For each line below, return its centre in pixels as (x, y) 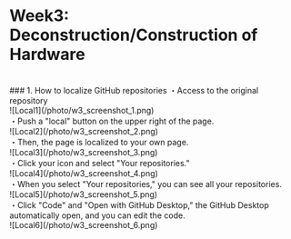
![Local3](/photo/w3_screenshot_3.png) (84, 152)
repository (29, 100)
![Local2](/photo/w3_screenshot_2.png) (84, 131)
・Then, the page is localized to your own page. (99, 142)
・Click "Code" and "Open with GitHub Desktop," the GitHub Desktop (140, 204)
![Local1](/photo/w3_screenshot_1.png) (82, 110)
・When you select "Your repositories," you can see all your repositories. (145, 184)
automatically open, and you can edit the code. (97, 215)
